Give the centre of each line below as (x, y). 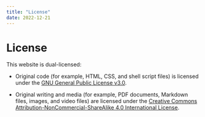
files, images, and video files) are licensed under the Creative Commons (106, 101)
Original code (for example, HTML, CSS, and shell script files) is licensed (107, 76)
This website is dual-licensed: (44, 65)
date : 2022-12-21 (28, 18)
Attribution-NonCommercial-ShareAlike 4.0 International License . (97, 108)
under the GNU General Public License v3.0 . (71, 83)
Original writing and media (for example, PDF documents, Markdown (102, 94)
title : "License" (28, 12)
